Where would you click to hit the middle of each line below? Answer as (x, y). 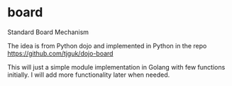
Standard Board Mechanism (48, 32)
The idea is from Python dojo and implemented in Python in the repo (107, 45)
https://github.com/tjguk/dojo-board (60, 53)
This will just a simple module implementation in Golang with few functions (116, 67)
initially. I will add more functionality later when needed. (89, 75)
